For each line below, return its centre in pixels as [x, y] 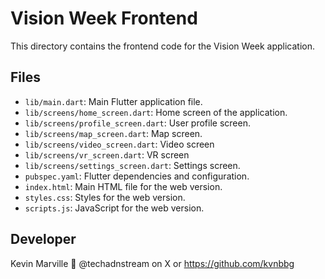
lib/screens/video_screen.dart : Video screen [119, 144]
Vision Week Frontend [104, 18]
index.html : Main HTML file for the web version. [123, 186]
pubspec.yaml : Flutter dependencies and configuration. [137, 176]
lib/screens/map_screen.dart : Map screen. [113, 133]
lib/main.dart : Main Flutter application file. [113, 101]
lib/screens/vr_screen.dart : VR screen [107, 154]
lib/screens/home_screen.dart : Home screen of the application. [156, 112]
